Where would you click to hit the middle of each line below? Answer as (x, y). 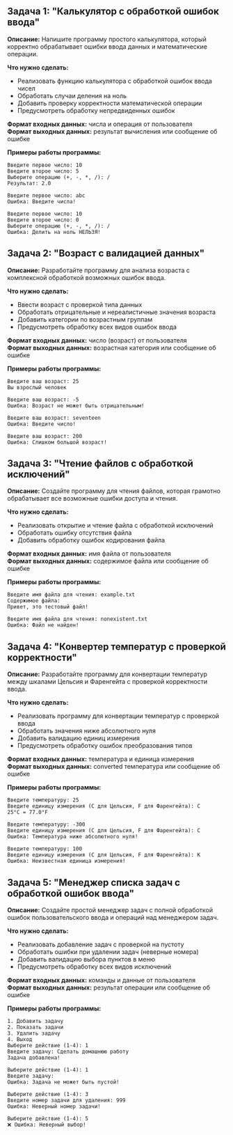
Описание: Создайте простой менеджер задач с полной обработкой (110, 910)
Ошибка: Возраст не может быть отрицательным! (76, 406)
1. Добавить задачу (35, 1021)
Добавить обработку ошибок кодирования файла (91, 540)
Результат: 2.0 (29, 183)
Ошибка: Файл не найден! (43, 625)
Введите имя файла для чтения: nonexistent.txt (78, 619)
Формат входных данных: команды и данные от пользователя (102, 980)
